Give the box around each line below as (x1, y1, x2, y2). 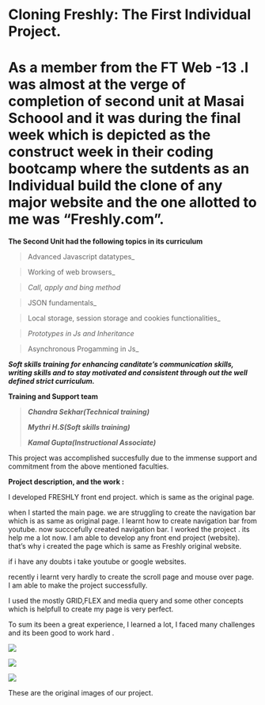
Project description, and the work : (8, 477, 125, 487)
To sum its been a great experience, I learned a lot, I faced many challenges (8, 620, 256, 630)
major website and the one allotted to (8, 193, 257, 212)
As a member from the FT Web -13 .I (8, 59, 249, 77)
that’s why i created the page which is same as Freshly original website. (8, 542, 242, 551)
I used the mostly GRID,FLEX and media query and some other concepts (8, 596, 244, 606)
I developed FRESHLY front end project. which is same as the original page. (8, 492, 255, 502)
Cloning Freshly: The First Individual (8, 6, 252, 24)
